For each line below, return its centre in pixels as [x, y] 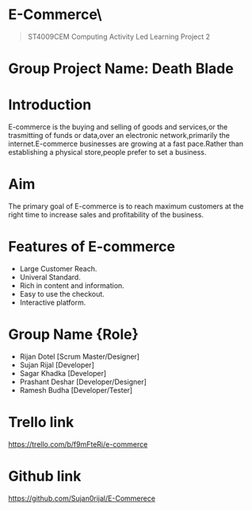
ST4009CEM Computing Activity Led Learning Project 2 [119, 36]
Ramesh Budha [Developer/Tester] [76, 390]
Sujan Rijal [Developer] [57, 365]
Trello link [41, 423]
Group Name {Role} [73, 334]
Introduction [50, 105]
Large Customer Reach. [58, 268]
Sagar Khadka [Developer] [63, 373]
